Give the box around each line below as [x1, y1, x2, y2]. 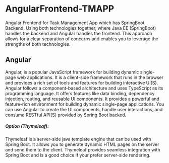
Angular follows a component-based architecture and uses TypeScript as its [5, 85, 163, 91]
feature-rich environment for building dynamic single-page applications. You [5, 101, 164, 107]
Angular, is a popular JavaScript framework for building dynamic [5, 69, 139, 75]
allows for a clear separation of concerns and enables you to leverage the [5, 36, 158, 42]
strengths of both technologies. [5, 41, 71, 47]
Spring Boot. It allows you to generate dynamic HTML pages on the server [5, 141, 159, 147]
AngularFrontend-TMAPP [5, 3, 115, 15]
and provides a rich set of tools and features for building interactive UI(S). [5, 79, 158, 86]
